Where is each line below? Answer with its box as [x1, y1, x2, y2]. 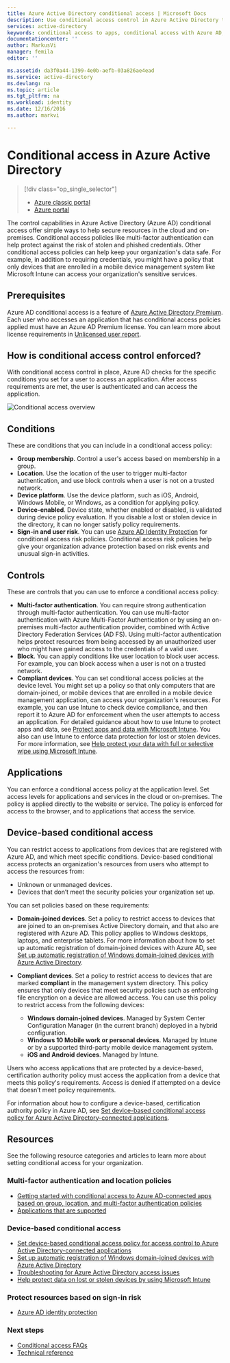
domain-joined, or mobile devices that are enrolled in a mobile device [16, 688, 213, 697]
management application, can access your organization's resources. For [16, 695, 221, 704]
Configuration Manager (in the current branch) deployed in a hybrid [27, 1021, 218, 1029]
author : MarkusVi [7, 42, 57, 49]
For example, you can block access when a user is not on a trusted [16, 659, 206, 667]
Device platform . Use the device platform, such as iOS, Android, [16, 491, 199, 499]
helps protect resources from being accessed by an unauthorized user [16, 637, 216, 646]
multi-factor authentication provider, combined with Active [44, 622, 210, 631]
